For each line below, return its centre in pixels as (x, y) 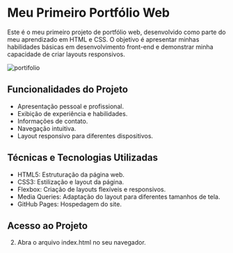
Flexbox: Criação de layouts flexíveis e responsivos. (91, 189)
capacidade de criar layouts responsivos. (66, 54)
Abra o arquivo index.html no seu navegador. (81, 243)
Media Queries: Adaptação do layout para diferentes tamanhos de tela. (119, 197)
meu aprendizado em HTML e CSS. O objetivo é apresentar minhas (103, 39)
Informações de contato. (53, 121)
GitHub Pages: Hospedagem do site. (69, 204)
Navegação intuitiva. (47, 128)
